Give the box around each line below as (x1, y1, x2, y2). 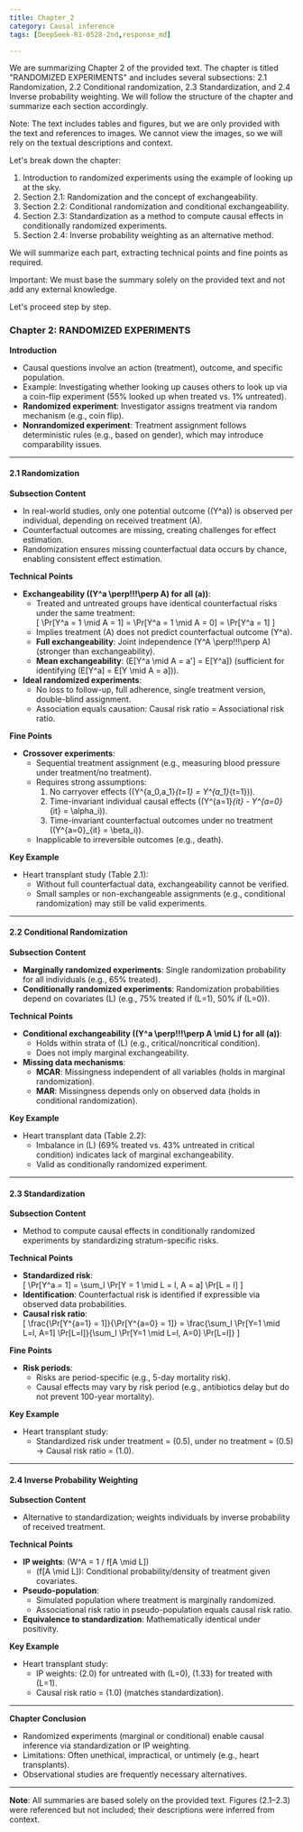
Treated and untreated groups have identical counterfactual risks (35, 597, 278, 609)
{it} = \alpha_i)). (49, 805, 108, 816)
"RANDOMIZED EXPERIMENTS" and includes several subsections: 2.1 (9, 72, 268, 83)
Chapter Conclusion (9, 1713, 87, 1724)
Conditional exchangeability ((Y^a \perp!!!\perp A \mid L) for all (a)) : (22, 1028, 282, 1039)
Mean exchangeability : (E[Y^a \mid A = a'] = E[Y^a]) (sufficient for (35, 655, 285, 666)
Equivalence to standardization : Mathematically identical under (22, 1614, 262, 1625)
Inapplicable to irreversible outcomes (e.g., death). (35, 833, 224, 844)
